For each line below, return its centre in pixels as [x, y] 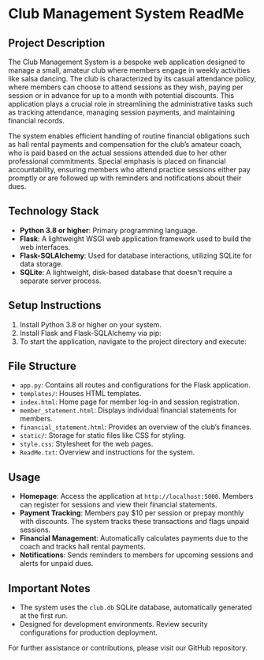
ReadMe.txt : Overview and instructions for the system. [107, 452]
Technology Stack [54, 211]
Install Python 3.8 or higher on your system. [90, 324]
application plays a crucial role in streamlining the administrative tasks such [131, 104]
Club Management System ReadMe [126, 14]
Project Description [57, 43]
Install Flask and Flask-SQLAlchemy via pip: [90, 333]
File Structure [42, 366]
